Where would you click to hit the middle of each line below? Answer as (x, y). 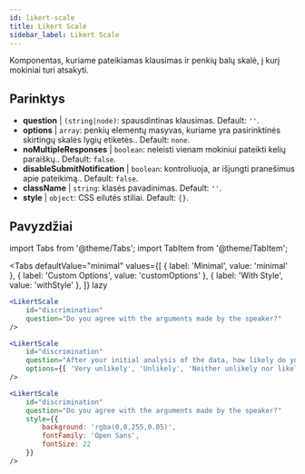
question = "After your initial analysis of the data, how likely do (156, 360)
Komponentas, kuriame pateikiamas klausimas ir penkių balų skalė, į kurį (145, 61)
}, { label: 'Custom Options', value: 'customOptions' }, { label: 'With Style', (146, 275)
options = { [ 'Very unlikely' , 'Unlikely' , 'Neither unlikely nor (150, 369)
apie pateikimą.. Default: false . (80, 179)
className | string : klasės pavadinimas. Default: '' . (122, 188)
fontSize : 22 (67, 444)
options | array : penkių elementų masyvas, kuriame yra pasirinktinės (152, 130)
